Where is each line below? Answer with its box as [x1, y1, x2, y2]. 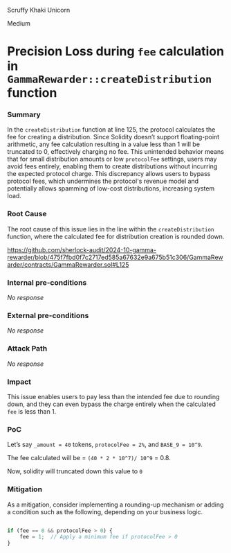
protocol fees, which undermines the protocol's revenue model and [7, 177, 199, 186]
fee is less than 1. [7, 407, 57, 415]
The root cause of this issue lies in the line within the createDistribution [7, 225, 214, 233]
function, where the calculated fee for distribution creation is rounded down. [7, 232, 225, 240]
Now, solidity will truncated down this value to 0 [7, 467, 143, 475]
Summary [7, 110, 41, 120]
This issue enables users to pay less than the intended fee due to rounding [7, 392, 220, 401]
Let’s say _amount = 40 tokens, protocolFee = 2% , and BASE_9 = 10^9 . [7, 440, 203, 449]
